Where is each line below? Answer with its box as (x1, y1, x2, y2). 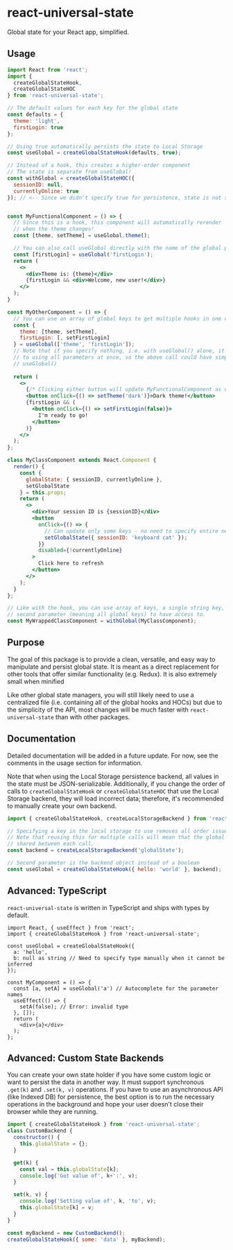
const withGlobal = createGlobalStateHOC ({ (7, 175, 135, 182)
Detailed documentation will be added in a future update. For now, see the (7, 751, 218, 760)
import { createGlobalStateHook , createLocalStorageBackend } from (7, 815, 207, 822)
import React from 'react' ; (7, 66, 89, 74)
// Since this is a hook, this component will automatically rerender (13, 219, 222, 226)
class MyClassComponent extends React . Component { (7, 456, 157, 464)
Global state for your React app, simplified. (7, 28, 130, 36)
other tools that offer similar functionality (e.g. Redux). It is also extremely (7, 669, 217, 678)
